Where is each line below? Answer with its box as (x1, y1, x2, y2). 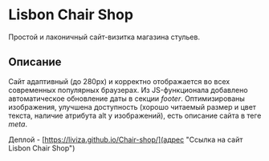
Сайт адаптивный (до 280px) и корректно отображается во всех (8, 76, 230, 86)
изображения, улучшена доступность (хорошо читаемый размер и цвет (8, 102, 257, 111)
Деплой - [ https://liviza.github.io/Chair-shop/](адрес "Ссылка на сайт (8, 135, 243, 144)
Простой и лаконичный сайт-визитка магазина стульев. (8, 32, 201, 42)
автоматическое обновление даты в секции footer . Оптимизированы (8, 94, 245, 103)
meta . (8, 119, 28, 129)
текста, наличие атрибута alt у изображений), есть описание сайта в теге (8, 111, 262, 120)
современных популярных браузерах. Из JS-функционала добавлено (8, 85, 248, 95)
